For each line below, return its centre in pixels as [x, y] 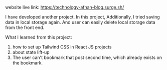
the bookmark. [28, 63]
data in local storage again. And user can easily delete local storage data [80, 22]
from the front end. [25, 27]
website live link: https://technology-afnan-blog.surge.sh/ [65, 7]
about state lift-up [31, 52]
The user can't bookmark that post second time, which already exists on [87, 57]
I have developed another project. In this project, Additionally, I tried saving [82, 17]
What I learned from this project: [39, 37]
